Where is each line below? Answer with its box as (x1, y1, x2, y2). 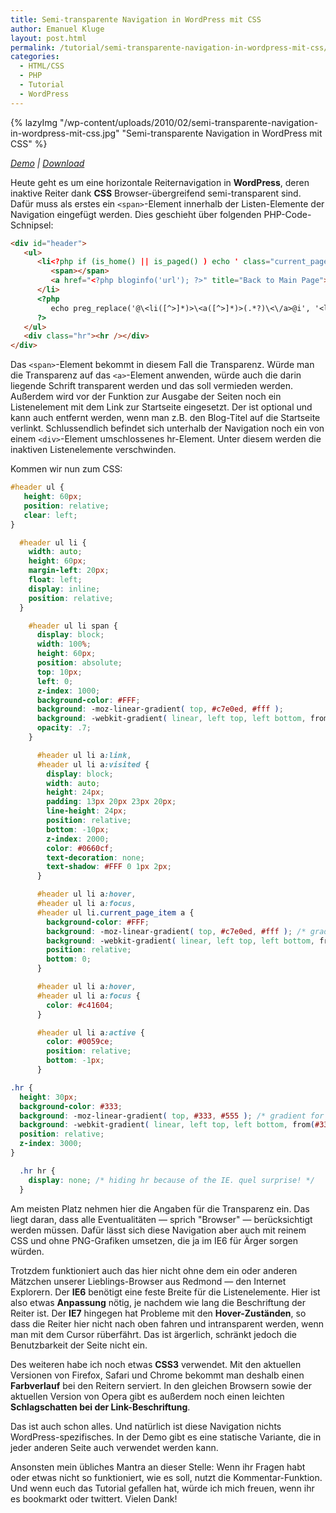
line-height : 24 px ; (46, 806, 128, 816)
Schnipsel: (10, 219, 54, 231)
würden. (10, 1245, 45, 1257)
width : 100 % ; (36, 639, 92, 650)
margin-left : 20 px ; (28, 566, 110, 576)
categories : (10, 52, 60, 62)
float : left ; (28, 575, 83, 585)
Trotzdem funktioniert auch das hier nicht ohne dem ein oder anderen (10, 1264, 298, 1276)
